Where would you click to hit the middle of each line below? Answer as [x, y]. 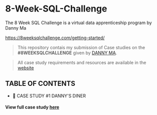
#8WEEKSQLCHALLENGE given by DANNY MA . [67, 53]
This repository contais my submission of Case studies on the [81, 47]
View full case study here [32, 107]
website [26, 68]
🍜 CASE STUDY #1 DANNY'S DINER [49, 95]
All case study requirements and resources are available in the [82, 62]
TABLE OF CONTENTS [40, 84]
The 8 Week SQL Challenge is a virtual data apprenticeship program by [78, 23]
